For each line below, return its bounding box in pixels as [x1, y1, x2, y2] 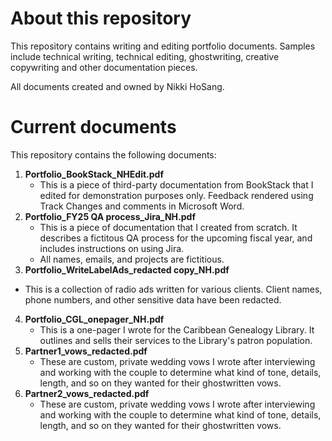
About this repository [10, 7, 192, 30]
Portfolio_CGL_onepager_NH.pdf [24, 313, 165, 325]
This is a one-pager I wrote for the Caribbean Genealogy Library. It [39, 323, 315, 336]
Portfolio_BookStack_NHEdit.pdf [24, 168, 164, 180]
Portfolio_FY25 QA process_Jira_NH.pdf [24, 210, 196, 222]
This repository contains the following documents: [10, 148, 217, 161]
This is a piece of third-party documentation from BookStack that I [39, 178, 314, 191]
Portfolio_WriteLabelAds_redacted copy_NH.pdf [24, 263, 230, 276]
